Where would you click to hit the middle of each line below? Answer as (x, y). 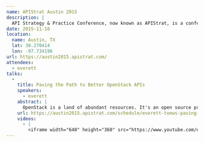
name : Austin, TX (34, 40)
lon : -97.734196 (32, 51)
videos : (27, 118)
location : (19, 34)
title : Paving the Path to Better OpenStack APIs (81, 85)
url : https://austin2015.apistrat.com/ (57, 57)
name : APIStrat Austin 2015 (42, 12)
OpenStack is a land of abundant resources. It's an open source (107, 107)
